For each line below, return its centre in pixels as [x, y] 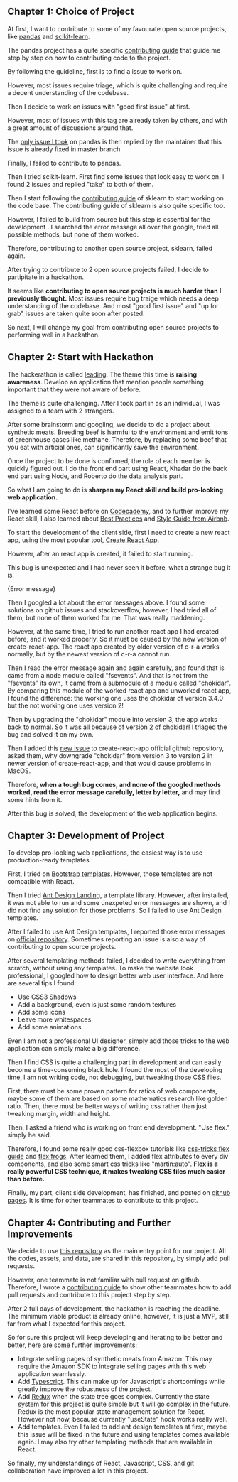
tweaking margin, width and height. [59, 1114]
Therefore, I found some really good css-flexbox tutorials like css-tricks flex [118, 1149]
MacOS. [19, 771]
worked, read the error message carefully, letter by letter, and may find [114, 792]
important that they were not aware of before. [74, 389]
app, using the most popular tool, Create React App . [83, 540]
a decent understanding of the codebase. [68, 92]
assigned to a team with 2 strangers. [61, 411]
